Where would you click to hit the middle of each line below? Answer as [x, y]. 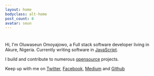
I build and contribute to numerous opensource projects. [62, 59]
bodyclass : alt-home [26, 14]
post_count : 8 [20, 19]
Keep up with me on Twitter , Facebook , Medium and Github [65, 69]
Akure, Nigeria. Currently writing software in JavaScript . [62, 50]
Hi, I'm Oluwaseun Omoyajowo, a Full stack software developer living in [77, 45]
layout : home [18, 9]
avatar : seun [18, 23]
